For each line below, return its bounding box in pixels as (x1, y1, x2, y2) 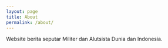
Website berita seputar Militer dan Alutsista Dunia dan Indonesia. (6, 36, 163, 43)
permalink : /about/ (6, 19, 54, 25)
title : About (6, 14, 38, 20)
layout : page (6, 8, 38, 15)
